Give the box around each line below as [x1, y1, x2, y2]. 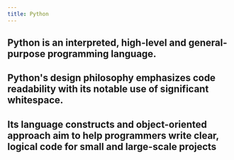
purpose [7, 48, 46, 60]
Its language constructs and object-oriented [7, 118, 208, 130]
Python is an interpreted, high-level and [7, 37, 186, 49]
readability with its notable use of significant [7, 83, 209, 95]
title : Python [7, 10, 50, 18]
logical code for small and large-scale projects [7, 140, 217, 153]
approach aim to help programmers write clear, [7, 129, 219, 142]
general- [188, 37, 228, 49]
